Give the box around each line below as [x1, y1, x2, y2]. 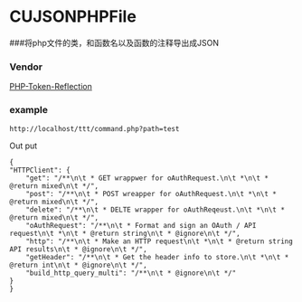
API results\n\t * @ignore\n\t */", [9, 244, 147, 254]
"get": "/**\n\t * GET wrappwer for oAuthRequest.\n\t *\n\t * [25, 174, 269, 183]
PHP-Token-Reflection [9, 81, 92, 92]
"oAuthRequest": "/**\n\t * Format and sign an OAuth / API [25, 221, 257, 230]
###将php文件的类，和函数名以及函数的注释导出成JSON [9, 37, 220, 48]
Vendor [9, 61, 43, 73]
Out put [9, 140, 38, 151]
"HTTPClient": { [9, 165, 71, 175]
